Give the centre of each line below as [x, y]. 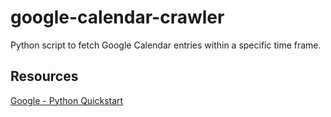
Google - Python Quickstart [67, 100]
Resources [44, 76]
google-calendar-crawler [117, 17]
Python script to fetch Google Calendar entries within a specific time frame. [166, 45]
